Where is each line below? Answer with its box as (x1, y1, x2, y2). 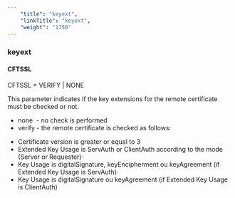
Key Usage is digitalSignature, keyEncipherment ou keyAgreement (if (17, 160, 220, 168)
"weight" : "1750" (20, 24, 72, 31)
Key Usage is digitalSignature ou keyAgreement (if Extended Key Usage (17, 175, 228, 184)
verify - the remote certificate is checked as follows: (17, 123, 172, 132)
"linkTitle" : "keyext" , (20, 17, 91, 24)
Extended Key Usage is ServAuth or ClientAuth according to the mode (17, 145, 223, 153)
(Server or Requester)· (17, 152, 84, 161)
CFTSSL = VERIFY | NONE (7, 80, 84, 89)
